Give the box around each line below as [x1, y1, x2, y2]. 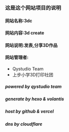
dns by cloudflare [5, 121, 43, 127]
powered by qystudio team [5, 83, 62, 89]
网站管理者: [5, 55, 29, 61]
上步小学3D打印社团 [12, 71, 54, 77]
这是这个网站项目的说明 [5, 4, 61, 11]
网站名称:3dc [5, 17, 32, 23]
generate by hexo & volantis [5, 96, 65, 102]
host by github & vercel [5, 108, 54, 115]
